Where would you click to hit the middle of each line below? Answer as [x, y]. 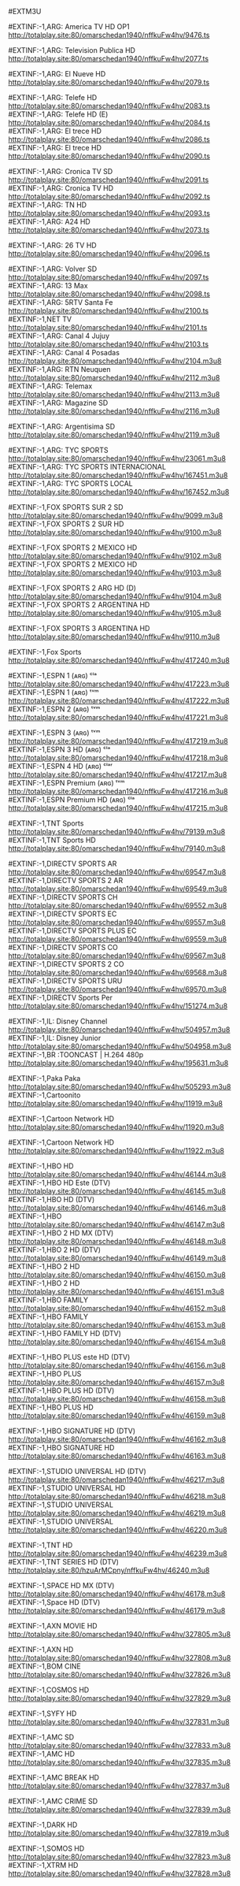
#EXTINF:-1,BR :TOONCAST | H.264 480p [76, 1054]
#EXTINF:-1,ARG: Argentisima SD [62, 426]
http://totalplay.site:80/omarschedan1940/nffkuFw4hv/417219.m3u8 [118, 741]
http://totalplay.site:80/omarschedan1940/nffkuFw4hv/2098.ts [109, 294]
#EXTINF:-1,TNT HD [41, 1545]
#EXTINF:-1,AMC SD [41, 1737]
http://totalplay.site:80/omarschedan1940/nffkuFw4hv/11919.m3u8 [115, 1103]
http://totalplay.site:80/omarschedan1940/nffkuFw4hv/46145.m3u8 [117, 1191]
